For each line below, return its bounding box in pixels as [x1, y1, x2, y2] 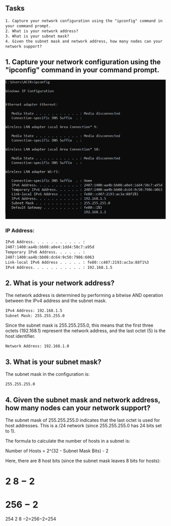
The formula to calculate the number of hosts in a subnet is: [5, 438, 131, 444]
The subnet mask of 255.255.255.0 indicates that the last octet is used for [5, 417, 160, 423]
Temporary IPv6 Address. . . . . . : [5, 249, 85, 255]
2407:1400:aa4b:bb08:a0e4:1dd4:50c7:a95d [5, 244, 95, 249]
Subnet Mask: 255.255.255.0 [5, 313, 65, 318]
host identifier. [5, 333, 36, 339]
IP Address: [5, 227, 35, 234]
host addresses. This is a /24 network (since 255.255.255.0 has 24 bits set [5, 422, 162, 428]
